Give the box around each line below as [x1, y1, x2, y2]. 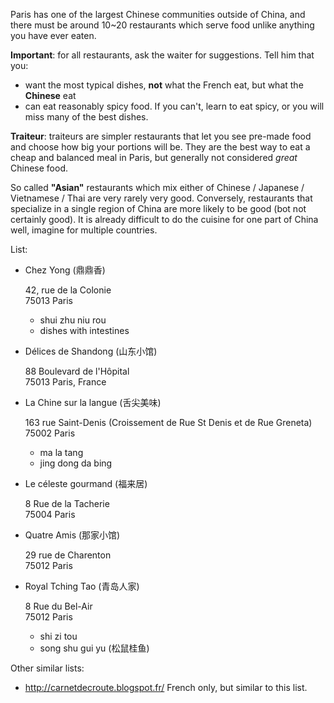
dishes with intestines [39, 325, 130, 336]
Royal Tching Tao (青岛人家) [24, 580, 140, 592]
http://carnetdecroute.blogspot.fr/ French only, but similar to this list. [24, 682, 308, 693]
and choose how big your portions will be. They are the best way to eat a [10, 141, 311, 153]
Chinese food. [10, 162, 68, 174]
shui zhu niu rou [39, 314, 107, 326]
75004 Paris [24, 509, 76, 520]
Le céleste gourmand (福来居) [24, 478, 148, 489]
